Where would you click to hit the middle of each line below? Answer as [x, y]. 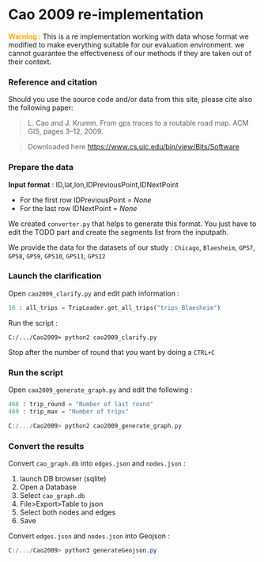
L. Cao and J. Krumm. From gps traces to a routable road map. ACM [138, 123]
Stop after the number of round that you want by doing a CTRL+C [111, 352]
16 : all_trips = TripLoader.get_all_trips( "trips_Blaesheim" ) [115, 307]
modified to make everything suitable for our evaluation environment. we [126, 44]
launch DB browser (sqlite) [63, 478]
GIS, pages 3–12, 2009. [66, 131]
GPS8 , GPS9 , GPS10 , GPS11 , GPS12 [57, 255]
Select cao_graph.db [52, 495]
